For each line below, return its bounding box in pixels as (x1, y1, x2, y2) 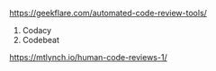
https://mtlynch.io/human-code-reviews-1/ (9, 52, 168, 62)
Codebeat (22, 35, 60, 45)
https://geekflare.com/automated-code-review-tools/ (9, 8, 207, 18)
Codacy (22, 25, 52, 35)
